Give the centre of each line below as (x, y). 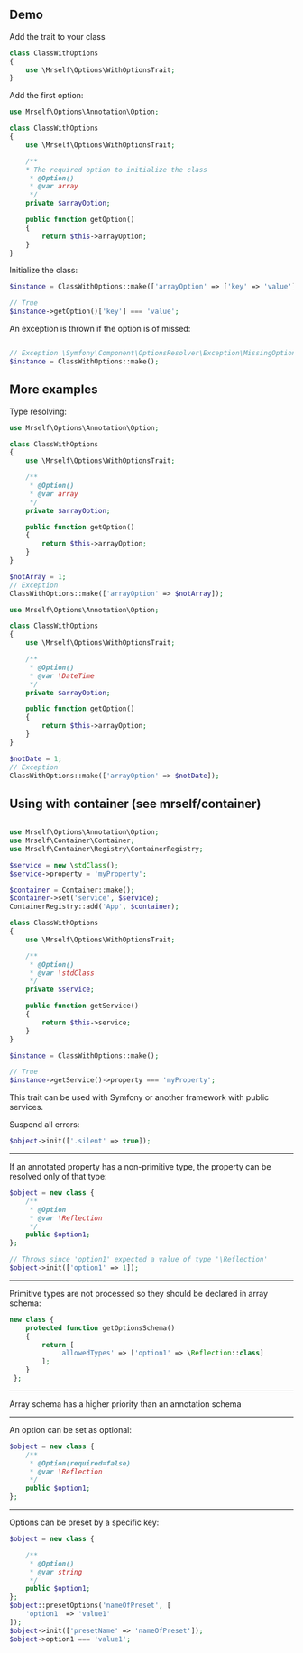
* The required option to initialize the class (116, 170)
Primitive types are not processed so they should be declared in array (139, 1293)
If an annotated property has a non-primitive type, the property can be (140, 1167)
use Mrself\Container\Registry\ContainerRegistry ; (106, 849)
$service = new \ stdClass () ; (64, 865)
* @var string (56, 1572)
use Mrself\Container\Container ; (72, 841)
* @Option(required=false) (80, 1463)
